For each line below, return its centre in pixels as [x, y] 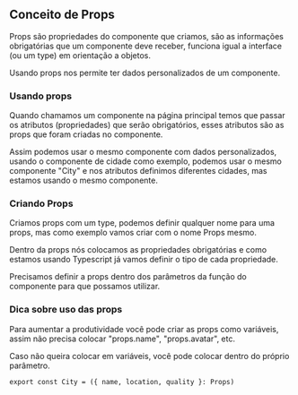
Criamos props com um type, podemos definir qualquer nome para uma [142, 223]
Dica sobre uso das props [66, 310]
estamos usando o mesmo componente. [84, 180]
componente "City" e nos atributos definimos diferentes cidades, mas [138, 171]
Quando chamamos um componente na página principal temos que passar [147, 116]
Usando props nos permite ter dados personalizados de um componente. [145, 73]
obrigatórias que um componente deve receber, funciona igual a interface [146, 46]
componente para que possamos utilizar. [85, 287]
